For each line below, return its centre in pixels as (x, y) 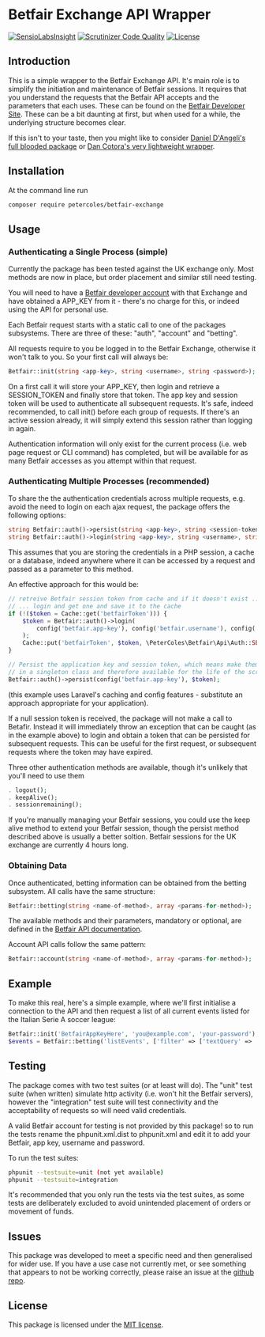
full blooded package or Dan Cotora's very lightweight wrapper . (112, 146)
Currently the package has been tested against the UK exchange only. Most (131, 269)
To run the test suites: (43, 1157)
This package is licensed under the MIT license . (86, 1325)
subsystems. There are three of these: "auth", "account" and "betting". (123, 333)
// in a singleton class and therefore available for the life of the (127, 672)
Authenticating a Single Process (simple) (88, 252)
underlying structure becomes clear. (67, 122)
